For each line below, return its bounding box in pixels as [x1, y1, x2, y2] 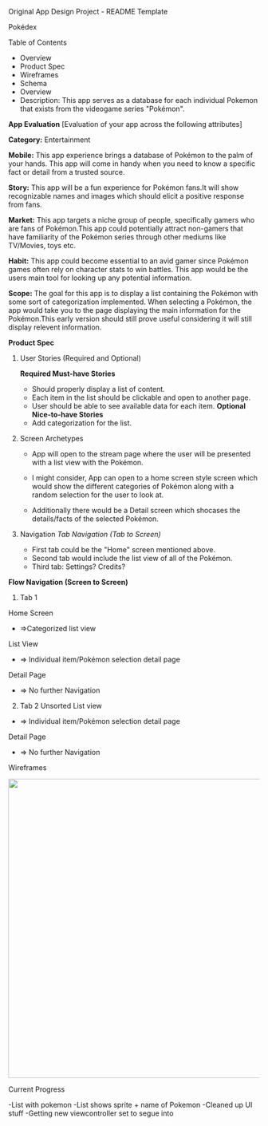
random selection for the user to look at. [31, 490, 164, 500]
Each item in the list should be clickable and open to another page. [31, 393, 251, 402]
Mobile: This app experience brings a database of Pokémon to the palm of [8, 151, 254, 160]
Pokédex [8, 22, 37, 31]
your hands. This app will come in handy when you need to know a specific [8, 159, 256, 168]
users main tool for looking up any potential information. [8, 273, 192, 282]
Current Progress [8, 1085, 65, 1094]
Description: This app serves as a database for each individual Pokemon [19, 96, 258, 105]
